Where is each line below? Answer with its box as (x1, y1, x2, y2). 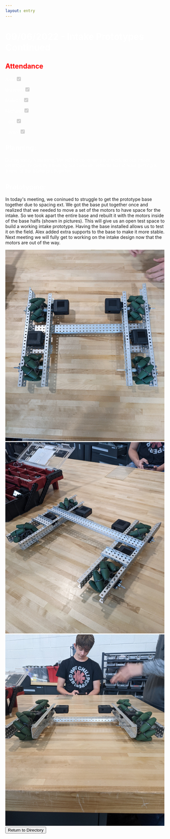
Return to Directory (8, 827, 44, 833)
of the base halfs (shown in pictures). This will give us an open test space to (5, 218, 165, 224)
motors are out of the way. (5, 240, 61, 246)
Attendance (5, 62, 44, 71)
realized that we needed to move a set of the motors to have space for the (5, 207, 161, 213)
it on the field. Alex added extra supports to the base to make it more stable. (5, 229, 165, 235)
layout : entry (5, 8, 36, 13)
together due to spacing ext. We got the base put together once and (5, 202, 149, 208)
